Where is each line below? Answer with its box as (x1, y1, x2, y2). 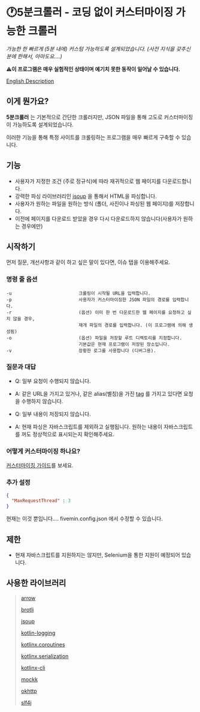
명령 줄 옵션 (6, 275, 38, 284)
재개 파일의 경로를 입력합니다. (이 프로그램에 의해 (78, 322, 187, 328)
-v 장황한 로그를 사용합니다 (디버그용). (6, 347, 157, 354)
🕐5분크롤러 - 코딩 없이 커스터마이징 (6, 5, 174, 19)
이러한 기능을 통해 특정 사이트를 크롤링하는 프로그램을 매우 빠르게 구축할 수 (6, 133, 181, 141)
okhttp (20, 687, 37, 695)
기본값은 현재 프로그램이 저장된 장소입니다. (78, 341, 170, 347)
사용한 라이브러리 (6, 578, 66, 588)
